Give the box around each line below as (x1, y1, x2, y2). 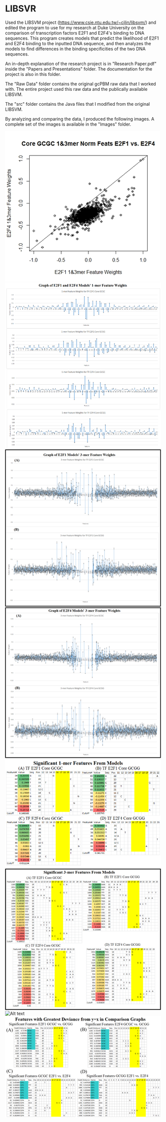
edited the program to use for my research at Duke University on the (5, 24, 144, 30)
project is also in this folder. (5, 71, 61, 77)
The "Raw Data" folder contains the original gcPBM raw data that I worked (5, 80, 157, 87)
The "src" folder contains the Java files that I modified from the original (5, 101, 150, 107)
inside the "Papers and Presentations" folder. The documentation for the (5, 66, 152, 72)
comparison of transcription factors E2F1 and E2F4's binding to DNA (5, 30, 145, 36)
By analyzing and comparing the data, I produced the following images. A (5, 116, 155, 122)
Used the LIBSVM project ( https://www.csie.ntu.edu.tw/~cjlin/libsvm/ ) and (5, 19, 157, 25)
